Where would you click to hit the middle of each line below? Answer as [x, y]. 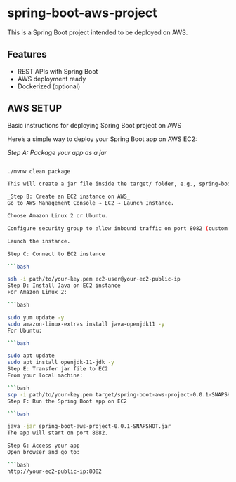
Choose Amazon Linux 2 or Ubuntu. [58, 216]
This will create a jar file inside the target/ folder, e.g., [102, 184]
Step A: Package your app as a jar [57, 152]
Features [27, 54]
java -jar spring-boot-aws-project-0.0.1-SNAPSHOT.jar [89, 427]
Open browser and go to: [44, 453]
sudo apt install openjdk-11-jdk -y [61, 363]
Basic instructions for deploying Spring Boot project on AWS [94, 125]
